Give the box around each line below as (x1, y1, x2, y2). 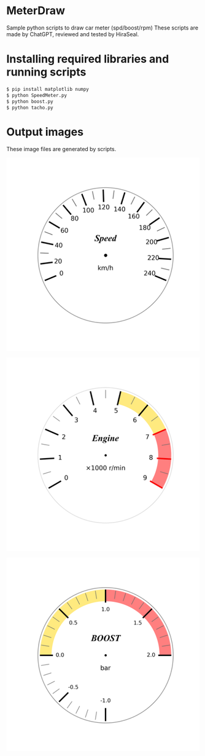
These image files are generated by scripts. (6, 145, 117, 152)
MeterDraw (6, 4, 66, 18)
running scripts (6, 65, 87, 79)
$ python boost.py (6, 98, 53, 104)
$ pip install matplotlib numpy (6, 86, 89, 92)
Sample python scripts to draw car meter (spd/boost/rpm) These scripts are (6, 24, 198, 31)
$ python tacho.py (6, 104, 53, 111)
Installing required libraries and (6, 52, 169, 66)
